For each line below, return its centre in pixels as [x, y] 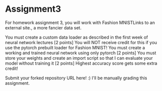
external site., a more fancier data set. [43, 27]
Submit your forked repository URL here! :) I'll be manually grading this [76, 78]
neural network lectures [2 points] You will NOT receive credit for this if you [81, 42]
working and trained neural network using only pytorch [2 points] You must [81, 53]
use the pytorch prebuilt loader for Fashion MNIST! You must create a [75, 47]
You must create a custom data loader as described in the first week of [77, 37]
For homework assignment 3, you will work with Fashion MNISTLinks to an [80, 23]
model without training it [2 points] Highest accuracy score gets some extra [81, 63]
